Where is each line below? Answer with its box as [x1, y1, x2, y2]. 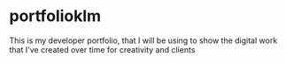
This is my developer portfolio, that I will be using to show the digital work [9, 35, 278, 46]
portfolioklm [9, 6, 102, 26]
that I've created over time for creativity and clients [9, 44, 196, 54]
